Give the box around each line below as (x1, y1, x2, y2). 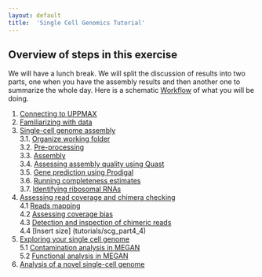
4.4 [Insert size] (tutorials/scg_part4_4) (19, 226, 147, 236)
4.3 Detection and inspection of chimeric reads (19, 218, 172, 227)
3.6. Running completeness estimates (19, 176, 141, 186)
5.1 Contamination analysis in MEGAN (19, 243, 140, 253)
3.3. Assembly (19, 151, 66, 161)
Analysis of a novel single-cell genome (19, 260, 145, 269)
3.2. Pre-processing (19, 142, 85, 152)
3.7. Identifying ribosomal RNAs (19, 184, 122, 194)
